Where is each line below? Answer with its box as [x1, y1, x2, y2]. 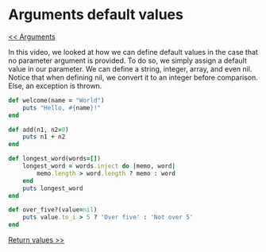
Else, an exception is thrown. [8, 81, 102, 91]
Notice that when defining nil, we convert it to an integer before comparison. [8, 72, 258, 82]
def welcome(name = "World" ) [8, 96, 105, 104]
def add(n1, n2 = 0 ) [8, 126, 69, 134]
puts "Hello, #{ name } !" [22, 103, 102, 112]
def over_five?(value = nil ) [8, 206, 98, 214]
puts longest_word [22, 184, 83, 192]
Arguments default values [8, 6, 184, 24]
